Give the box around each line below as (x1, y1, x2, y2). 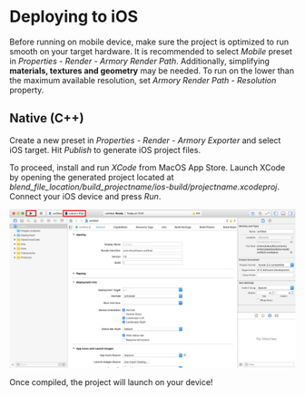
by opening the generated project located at (9, 171, 174, 182)
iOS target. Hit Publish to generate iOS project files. (9, 144, 202, 155)
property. (9, 84, 44, 95)
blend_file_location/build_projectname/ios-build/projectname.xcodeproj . (9, 181, 280, 192)
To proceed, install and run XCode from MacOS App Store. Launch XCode (9, 161, 286, 173)
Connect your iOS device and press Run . (9, 190, 162, 201)
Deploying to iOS (9, 6, 139, 27)
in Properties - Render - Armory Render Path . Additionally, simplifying (9, 55, 271, 66)
